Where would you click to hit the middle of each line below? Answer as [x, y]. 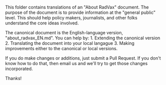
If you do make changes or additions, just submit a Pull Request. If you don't [83, 58]
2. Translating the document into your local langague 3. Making [70, 43]
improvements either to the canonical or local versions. [61, 48]
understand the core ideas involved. [42, 23]
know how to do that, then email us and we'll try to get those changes [77, 63]
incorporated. [19, 69]
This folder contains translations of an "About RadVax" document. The [77, 7]
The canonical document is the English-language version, [64, 33]
